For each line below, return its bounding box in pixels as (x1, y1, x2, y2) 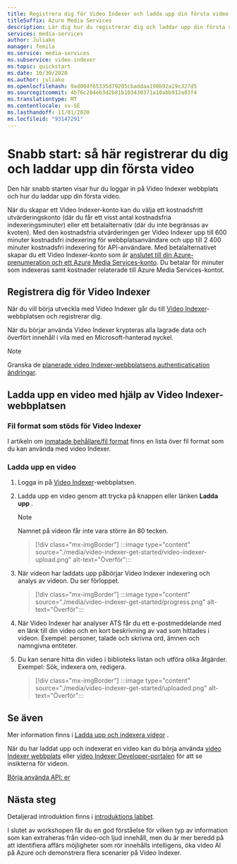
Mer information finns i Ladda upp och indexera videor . (7, 730, 169, 739)
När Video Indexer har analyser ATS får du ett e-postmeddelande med (17, 619, 222, 627)
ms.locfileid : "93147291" (7, 115, 83, 122)
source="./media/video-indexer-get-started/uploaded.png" (35, 684, 207, 692)
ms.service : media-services (7, 50, 90, 57)
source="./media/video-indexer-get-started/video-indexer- (35, 548, 207, 557)
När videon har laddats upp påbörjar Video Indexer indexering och (17, 569, 210, 578)
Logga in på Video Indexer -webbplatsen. (17, 478, 136, 487)
